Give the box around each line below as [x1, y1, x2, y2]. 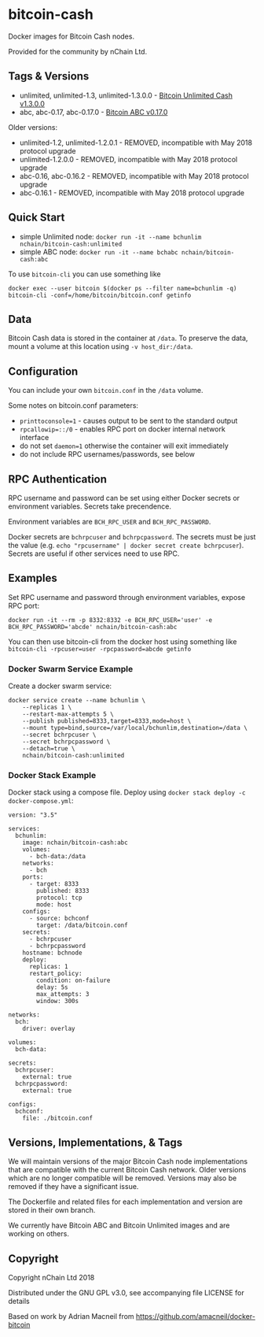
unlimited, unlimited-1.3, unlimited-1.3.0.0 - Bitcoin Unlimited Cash [19, 91, 233, 100]
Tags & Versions [8, 69, 90, 83]
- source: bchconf [28, 915, 90, 923]
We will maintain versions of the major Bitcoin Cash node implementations [8, 1157, 248, 1166]
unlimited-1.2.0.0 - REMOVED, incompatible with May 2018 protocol [19, 154, 238, 164]
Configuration [8, 365, 79, 378]
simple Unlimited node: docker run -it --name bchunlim [19, 231, 202, 241]
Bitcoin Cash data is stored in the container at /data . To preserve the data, [8, 333, 248, 343]
